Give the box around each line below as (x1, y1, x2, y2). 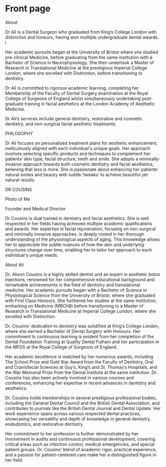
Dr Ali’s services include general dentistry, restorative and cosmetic (5, 115, 142, 121)
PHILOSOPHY (5, 130, 33, 136)
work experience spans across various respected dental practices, (5, 411, 141, 416)
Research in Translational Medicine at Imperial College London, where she (5, 308, 157, 314)
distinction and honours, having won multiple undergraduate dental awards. (5, 34, 159, 40)
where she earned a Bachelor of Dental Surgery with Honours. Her (5, 328, 141, 334)
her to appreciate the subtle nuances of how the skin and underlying (5, 241, 144, 248)
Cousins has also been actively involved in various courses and (5, 374, 134, 380)
